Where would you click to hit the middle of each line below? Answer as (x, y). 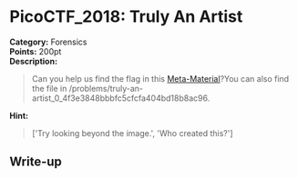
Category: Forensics (48, 42)
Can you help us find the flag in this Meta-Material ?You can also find (160, 78)
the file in (49, 88)
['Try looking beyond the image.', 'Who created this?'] (133, 133)
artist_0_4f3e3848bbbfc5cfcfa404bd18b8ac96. (121, 98)
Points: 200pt (36, 51)
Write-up (36, 162)
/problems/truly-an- (106, 88)
